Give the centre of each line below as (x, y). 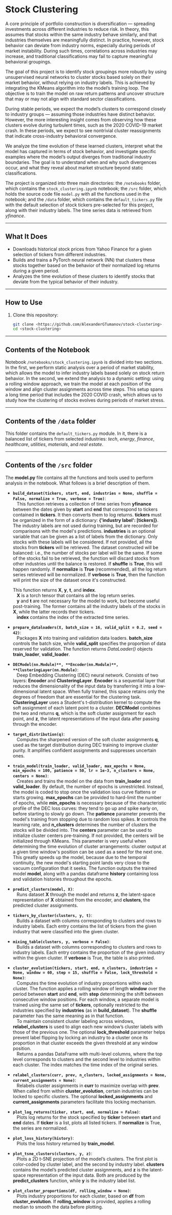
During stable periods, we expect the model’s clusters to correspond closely (86, 109)
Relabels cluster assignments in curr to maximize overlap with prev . (88, 1085)
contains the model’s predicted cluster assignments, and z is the (81, 1169)
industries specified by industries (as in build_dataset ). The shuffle (85, 1010)
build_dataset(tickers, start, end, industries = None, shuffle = (85, 493)
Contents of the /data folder (51, 421)
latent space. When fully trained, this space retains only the (102, 691)
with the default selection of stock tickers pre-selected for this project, (80, 205)
